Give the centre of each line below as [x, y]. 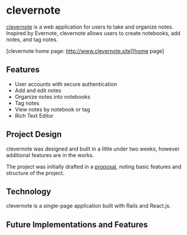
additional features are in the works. [50, 155]
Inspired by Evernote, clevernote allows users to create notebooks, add [93, 33]
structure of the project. [35, 173]
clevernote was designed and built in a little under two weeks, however [93, 149]
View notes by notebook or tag [52, 109]
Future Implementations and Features [77, 225]
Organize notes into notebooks [53, 96]
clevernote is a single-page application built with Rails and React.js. [88, 206]
